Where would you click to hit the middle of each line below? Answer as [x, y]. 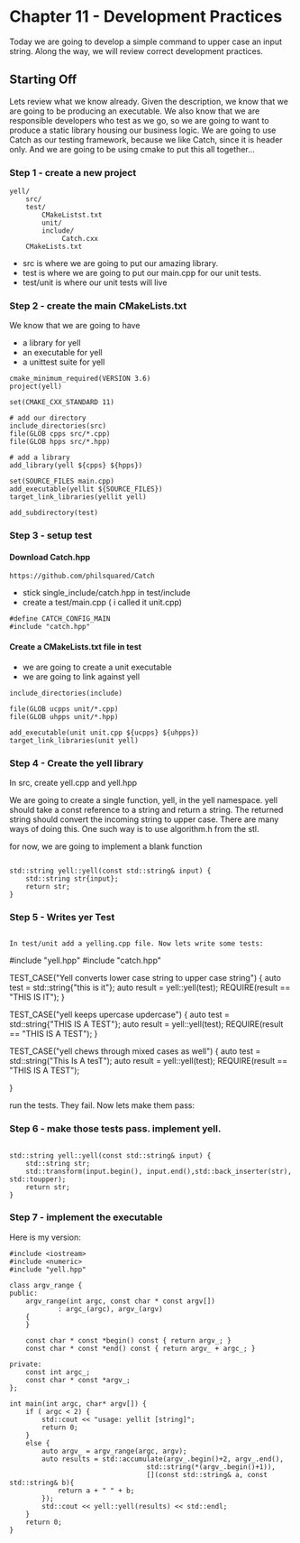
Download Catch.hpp [50, 557]
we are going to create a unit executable [97, 667]
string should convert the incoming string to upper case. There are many [144, 819]
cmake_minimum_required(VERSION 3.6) [80, 379]
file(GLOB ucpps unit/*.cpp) [64, 709]
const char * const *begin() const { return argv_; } [128, 1340]
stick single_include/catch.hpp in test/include [106, 593]
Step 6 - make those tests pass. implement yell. [115, 1129]
